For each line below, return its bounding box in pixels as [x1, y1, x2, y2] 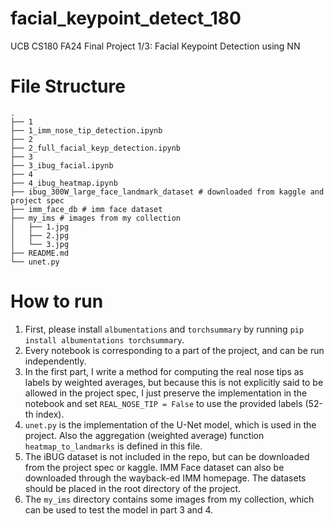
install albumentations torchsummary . [24, 333, 185, 346]
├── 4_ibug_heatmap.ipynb [10, 178, 118, 188]
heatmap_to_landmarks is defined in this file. [24, 440, 203, 452]
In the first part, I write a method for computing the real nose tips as [24, 365, 304, 377]
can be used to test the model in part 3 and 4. [24, 503, 213, 516]
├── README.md [10, 248, 70, 258]
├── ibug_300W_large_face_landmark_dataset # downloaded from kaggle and [10, 187, 325, 197]
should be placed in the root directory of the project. [24, 482, 242, 494]
